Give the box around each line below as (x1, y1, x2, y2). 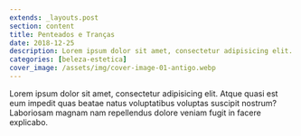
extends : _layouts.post (9, 13, 99, 23)
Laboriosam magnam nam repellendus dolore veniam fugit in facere (9, 107, 262, 118)
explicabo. (9, 116, 48, 127)
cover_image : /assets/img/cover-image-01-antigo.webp (9, 64, 217, 73)
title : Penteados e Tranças (9, 30, 116, 39)
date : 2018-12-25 (9, 38, 75, 48)
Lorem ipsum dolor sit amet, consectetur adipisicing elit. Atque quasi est (9, 87, 278, 99)
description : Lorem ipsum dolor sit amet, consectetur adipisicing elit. (9, 47, 294, 56)
